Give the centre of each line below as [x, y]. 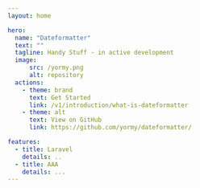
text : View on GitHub [65, 120]
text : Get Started [60, 97]
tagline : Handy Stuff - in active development [94, 53]
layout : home [29, 16]
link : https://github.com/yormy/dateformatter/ [110, 128]
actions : [29, 82]
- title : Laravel [44, 149]
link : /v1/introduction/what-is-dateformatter [108, 105]
